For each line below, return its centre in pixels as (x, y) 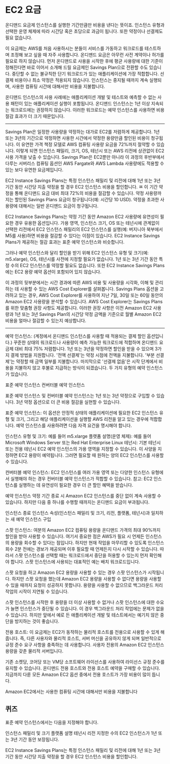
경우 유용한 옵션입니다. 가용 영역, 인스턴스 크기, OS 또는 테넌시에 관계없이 (87, 223)
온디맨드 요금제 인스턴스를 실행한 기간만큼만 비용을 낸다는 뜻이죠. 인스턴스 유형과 (85, 25)
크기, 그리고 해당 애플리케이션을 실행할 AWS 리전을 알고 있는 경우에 (82, 419)
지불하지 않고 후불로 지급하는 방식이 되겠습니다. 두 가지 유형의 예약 (80, 368)
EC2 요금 (23, 10)
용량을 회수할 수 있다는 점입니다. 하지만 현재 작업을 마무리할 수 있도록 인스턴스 (87, 542)
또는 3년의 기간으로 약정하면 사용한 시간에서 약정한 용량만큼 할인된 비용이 (78, 138)
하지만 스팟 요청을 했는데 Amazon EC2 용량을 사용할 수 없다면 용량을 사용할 (87, 578)
